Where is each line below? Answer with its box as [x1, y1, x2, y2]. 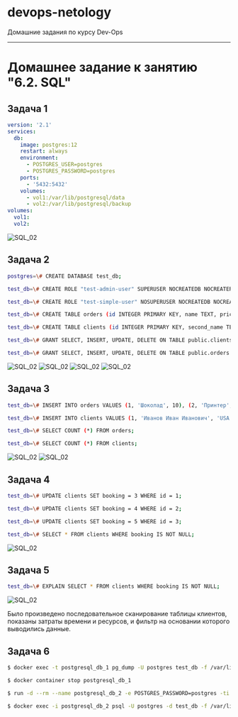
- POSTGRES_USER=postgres [25, 161, 103, 168]
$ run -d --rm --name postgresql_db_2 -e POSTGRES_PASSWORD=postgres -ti [7, 689, 230, 696]
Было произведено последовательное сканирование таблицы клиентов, [7, 610, 227, 618]
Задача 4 [7, 474, 50, 486]
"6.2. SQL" [7, 75, 72, 91]
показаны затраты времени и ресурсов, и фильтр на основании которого [7, 617, 230, 625]
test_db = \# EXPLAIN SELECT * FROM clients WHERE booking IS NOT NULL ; [7, 583, 220, 590]
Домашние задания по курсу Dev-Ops [7, 28, 123, 36]
